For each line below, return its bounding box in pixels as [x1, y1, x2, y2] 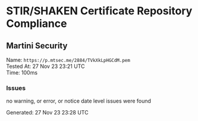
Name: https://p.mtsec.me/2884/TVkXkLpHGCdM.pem [6, 57, 131, 63]
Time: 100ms [6, 69, 37, 76]
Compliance [6, 17, 67, 30]
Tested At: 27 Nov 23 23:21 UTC [6, 63, 85, 70]
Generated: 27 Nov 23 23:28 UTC [6, 109, 89, 116]
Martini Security [6, 41, 68, 51]
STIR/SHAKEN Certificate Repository [6, 4, 193, 18]
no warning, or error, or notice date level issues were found [6, 97, 152, 105]
